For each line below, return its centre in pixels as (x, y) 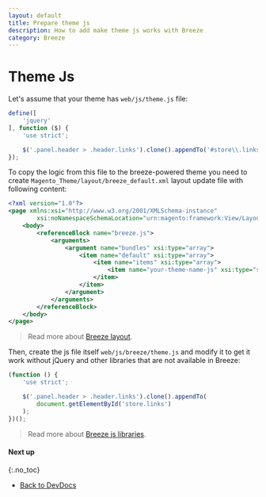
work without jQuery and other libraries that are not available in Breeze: (124, 361)
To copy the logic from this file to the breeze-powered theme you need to (128, 172)
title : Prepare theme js (49, 23)
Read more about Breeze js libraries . (87, 434)
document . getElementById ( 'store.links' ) (104, 404)
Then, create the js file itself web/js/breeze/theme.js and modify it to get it (129, 352)
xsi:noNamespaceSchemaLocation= (90, 219)
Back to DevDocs (48, 485)
